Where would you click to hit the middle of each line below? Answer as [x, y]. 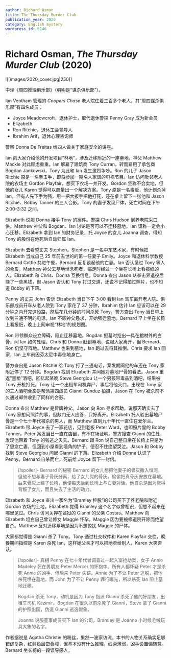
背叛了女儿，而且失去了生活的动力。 [56, 489]
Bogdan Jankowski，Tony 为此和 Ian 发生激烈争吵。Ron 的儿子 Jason [78, 171]
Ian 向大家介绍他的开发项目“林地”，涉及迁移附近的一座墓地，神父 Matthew [83, 158]
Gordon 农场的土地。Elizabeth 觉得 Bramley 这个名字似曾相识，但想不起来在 [85, 507]
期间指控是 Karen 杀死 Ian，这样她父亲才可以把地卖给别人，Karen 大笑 [84, 543]
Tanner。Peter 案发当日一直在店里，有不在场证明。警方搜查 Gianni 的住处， [85, 434]
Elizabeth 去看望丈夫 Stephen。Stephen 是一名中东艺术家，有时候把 [77, 250]
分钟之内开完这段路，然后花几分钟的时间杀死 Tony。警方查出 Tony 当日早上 [85, 312]
